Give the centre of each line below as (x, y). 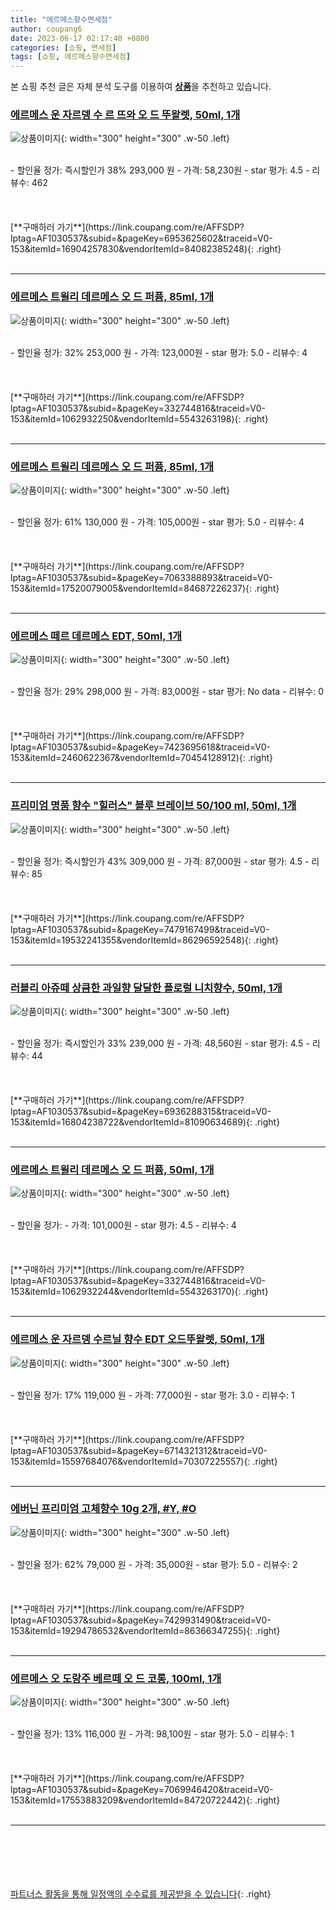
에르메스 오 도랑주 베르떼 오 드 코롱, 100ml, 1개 (116, 1678)
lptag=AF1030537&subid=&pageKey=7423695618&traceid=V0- (140, 747)
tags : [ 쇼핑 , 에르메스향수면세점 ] (71, 57)
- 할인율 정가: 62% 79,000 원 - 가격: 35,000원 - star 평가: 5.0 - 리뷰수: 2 (154, 1564)
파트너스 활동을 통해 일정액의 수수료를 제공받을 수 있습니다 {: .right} (141, 1894)
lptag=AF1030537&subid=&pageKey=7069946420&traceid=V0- (142, 1790)
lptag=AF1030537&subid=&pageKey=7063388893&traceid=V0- (141, 578)
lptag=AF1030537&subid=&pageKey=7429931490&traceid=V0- (141, 1620)
